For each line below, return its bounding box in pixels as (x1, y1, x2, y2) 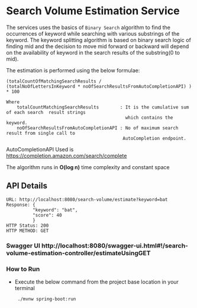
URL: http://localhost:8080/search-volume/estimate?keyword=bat (6, 196, 168, 202)
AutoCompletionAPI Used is (6, 145, 74, 153)
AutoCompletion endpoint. (122, 135, 186, 141)
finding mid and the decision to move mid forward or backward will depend (6, 43, 189, 50)
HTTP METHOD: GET (6, 227, 49, 234)
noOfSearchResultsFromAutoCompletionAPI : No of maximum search (17, 125, 179, 131)
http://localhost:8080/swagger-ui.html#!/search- (41, 242, 188, 250)
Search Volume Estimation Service (6, 4, 180, 18)
